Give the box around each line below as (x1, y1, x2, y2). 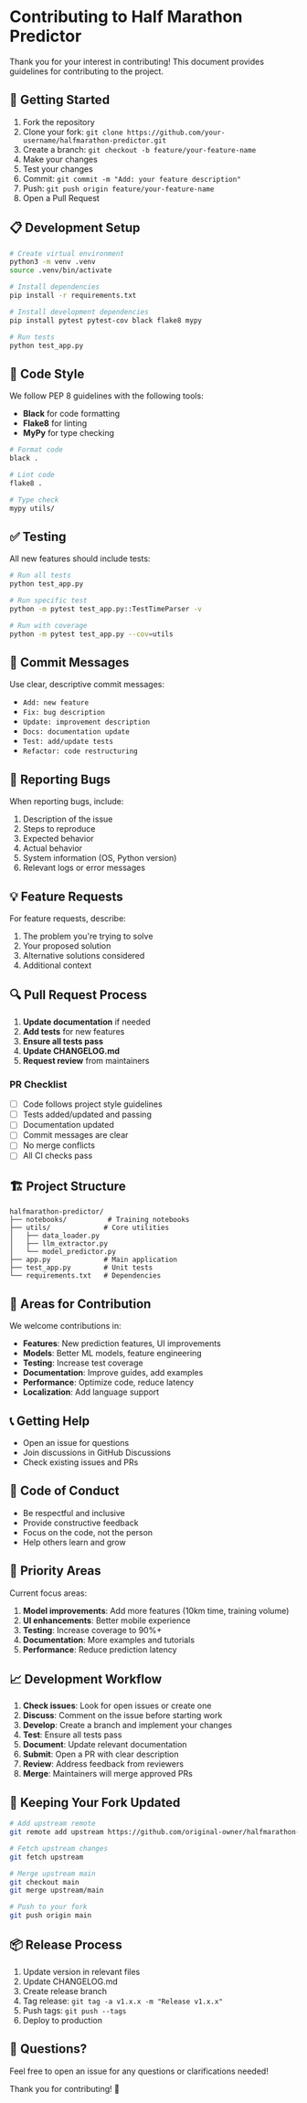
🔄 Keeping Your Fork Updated (9, 1794, 181, 1811)
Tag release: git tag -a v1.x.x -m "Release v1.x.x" (22, 1995, 224, 2006)
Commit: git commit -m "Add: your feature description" (22, 173, 242, 184)
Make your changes (22, 154, 98, 165)
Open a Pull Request (22, 192, 101, 203)
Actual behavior (22, 843, 83, 854)
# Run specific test (9, 596, 89, 605)
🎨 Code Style (9, 366, 85, 381)
